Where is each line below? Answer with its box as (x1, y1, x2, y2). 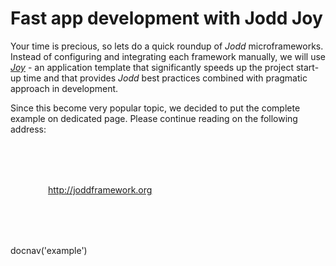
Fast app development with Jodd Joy (10, 7, 323, 30)
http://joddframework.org (48, 183, 153, 196)
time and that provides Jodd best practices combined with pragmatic (23, 72, 308, 84)
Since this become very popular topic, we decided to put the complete (10, 102, 301, 114)
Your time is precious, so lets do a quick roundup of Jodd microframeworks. (10, 40, 324, 52)
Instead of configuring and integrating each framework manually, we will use (10, 50, 327, 62)
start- (295, 61, 320, 73)
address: (10, 123, 47, 135)
